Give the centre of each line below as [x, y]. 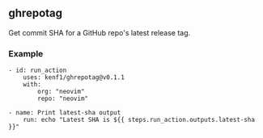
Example [26, 53]
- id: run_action [38, 71]
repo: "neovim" [63, 99]
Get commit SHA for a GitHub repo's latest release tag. [100, 32]
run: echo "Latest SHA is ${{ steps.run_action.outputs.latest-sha [139, 120]
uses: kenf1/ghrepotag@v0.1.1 [74, 77]
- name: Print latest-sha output [65, 113]
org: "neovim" [61, 92]
